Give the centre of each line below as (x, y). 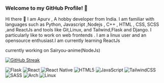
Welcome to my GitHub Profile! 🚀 (47, 8)
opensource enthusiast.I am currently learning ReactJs (63, 40)
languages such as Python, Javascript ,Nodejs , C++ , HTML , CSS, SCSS (82, 24)
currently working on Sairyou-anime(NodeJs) (53, 51)
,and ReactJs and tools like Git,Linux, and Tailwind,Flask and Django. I (78, 30)
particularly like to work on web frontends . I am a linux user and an (76, 35)
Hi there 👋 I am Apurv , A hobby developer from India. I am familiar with (80, 19)
